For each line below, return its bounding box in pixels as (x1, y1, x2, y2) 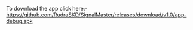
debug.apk (6, 18, 33, 24)
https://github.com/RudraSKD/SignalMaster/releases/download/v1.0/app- (6, 11, 187, 18)
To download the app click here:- (6, 5, 88, 12)
